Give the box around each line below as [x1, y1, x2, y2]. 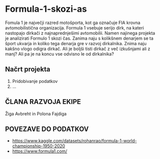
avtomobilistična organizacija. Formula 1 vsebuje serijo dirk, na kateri [5, 25, 144, 30]
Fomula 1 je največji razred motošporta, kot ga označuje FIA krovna [5, 20, 141, 26]
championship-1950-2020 [12, 143, 65, 149]
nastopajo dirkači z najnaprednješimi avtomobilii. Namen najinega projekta [5, 30, 156, 36]
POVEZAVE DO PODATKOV [5, 125, 89, 133]
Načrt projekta [5, 65, 51, 74]
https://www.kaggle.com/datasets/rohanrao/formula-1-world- [12, 138, 137, 144]
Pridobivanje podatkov [12, 78, 58, 84]
